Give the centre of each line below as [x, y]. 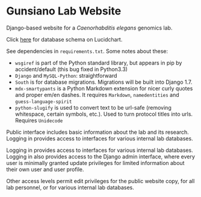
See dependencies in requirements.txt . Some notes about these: [87, 51]
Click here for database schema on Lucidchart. [64, 39]
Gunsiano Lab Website [64, 11]
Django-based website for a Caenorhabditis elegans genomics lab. [89, 28]
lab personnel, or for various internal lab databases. [70, 187]
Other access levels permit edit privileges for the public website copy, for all [100, 181]
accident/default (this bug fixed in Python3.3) [71, 69]
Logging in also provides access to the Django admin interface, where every [101, 156]
